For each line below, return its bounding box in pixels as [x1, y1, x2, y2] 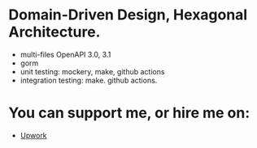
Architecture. [8, 23, 101, 41]
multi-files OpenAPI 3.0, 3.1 [20, 49, 111, 59]
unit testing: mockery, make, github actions [20, 66, 165, 76]
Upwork [20, 130, 47, 140]
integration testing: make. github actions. [20, 75, 158, 85]
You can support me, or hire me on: [8, 104, 250, 122]
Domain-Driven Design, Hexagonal [8, 6, 248, 24]
